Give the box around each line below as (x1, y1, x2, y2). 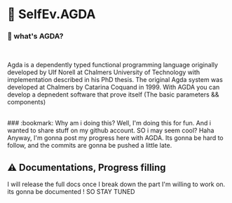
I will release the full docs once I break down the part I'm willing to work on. (7, 180, 226, 188)
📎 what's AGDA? (7, 31, 64, 41)
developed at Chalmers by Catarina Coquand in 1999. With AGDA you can (7, 83, 220, 92)
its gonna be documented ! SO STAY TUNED (7, 188, 135, 196)
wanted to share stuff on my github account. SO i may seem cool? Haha (7, 126, 214, 135)
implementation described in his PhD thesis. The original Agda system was (7, 76, 223, 84)
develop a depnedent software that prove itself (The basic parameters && (7, 90, 219, 99)
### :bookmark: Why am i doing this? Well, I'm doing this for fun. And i (7, 119, 212, 127)
